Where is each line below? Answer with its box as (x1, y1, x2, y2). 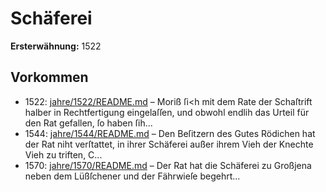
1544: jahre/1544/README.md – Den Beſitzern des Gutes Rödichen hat (24, 127, 316, 139)
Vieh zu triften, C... (24, 148, 103, 161)
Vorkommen (10, 69, 89, 86)
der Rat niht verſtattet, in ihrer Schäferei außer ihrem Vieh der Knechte (24, 138, 314, 150)
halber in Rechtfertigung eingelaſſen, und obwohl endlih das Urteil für (24, 106, 310, 118)
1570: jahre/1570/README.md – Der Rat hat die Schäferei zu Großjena (24, 159, 312, 171)
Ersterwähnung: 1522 (10, 40, 102, 52)
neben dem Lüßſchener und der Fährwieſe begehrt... (24, 170, 241, 182)
